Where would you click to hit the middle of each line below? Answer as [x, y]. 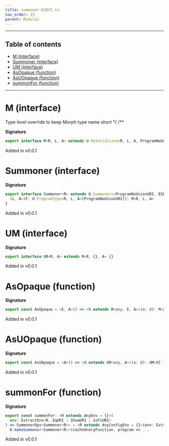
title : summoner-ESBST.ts [32, 10]
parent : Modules [22, 19]
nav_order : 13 [20, 15]
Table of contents [33, 44]
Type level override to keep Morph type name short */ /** [65, 122]
